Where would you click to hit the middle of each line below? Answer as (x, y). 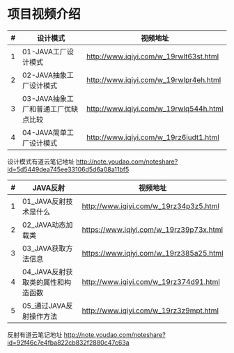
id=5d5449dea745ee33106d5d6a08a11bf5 (68, 169)
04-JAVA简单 (45, 132)
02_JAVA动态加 (47, 225)
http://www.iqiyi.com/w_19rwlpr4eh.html (154, 79)
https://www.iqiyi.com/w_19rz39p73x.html (153, 229)
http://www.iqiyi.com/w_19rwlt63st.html (153, 56)
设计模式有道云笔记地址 (41, 162)
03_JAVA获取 (44, 248)
